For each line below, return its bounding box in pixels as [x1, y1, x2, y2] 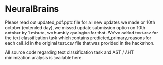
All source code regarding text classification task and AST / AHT [5, 49, 134, 55]
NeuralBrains [5, 3, 59, 15]
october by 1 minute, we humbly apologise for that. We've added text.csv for [5, 30, 158, 35]
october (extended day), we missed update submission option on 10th [5, 24, 145, 30]
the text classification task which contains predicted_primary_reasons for [5, 35, 152, 41]
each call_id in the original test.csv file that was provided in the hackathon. [5, 40, 155, 46]
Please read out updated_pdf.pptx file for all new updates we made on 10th [5, 19, 156, 25]
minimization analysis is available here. [5, 54, 83, 60]
